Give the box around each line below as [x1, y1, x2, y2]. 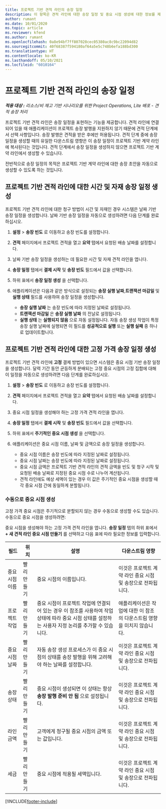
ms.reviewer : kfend [5, 30, 45, 35]
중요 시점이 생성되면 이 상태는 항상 [37, 685, 112, 692]
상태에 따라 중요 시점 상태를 [37, 615, 97, 621]
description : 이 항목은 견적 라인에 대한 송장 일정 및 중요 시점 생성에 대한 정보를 [5, 12, 156, 17]
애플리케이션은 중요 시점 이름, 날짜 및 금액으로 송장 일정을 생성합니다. [12, 441, 146, 447]
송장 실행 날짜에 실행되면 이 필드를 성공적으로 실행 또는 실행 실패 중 [19, 323, 149, 329]
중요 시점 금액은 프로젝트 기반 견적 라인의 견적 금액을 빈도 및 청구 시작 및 [19, 464, 160, 470]
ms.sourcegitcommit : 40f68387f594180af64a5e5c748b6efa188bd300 [5, 44, 138, 49]
